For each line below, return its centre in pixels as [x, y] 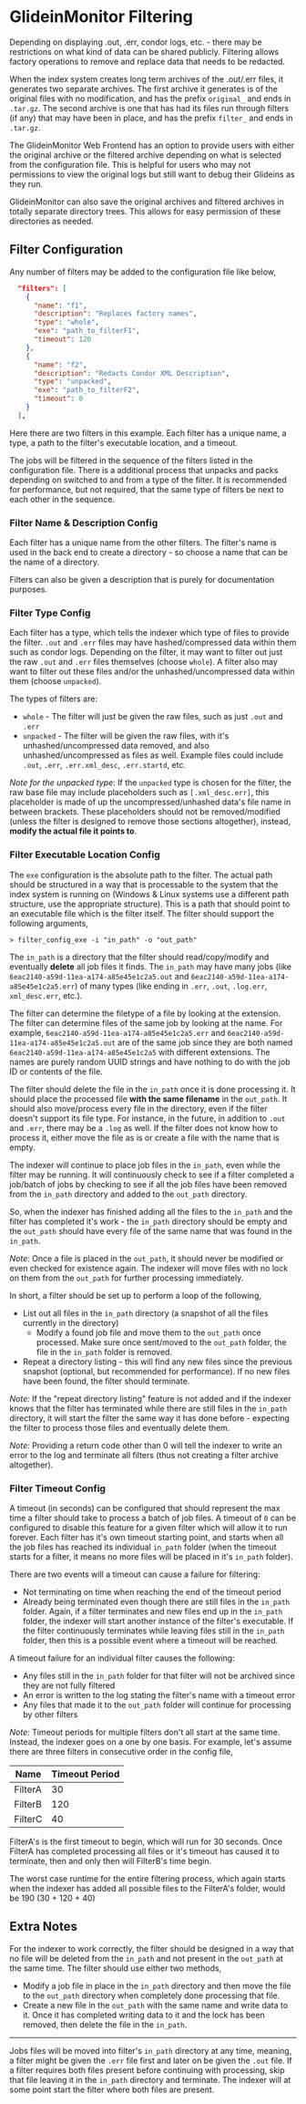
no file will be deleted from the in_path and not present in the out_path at [147, 1958]
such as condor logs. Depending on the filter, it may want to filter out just [146, 652]
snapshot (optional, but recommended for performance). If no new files [156, 1371]
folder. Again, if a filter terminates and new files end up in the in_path [153, 1611]
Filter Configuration [66, 249]
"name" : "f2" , [61, 365]
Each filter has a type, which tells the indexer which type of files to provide [149, 633]
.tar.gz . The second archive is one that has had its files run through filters [149, 108]
